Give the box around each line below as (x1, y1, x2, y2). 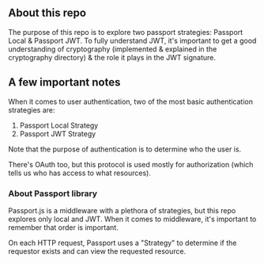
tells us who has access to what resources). (8, 168, 152, 178)
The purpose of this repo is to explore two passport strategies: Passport (8, 27, 243, 36)
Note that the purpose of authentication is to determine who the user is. (8, 144, 242, 154)
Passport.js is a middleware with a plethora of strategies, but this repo (8, 205, 236, 215)
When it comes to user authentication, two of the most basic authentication (8, 97, 253, 106)
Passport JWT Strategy (19, 128, 96, 138)
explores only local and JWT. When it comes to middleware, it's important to (8, 214, 257, 224)
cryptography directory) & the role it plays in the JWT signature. (8, 52, 216, 62)
